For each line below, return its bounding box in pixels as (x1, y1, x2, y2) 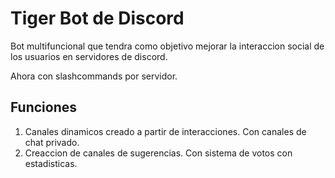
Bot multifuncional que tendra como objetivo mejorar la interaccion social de (10, 40, 325, 52)
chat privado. (24, 136, 80, 148)
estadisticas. (24, 157, 78, 169)
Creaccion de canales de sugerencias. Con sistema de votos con (24, 147, 293, 159)
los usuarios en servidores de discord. (10, 50, 168, 62)
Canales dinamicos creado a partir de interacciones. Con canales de (24, 125, 307, 137)
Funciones (10, 99, 78, 116)
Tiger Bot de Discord (10, 7, 185, 30)
